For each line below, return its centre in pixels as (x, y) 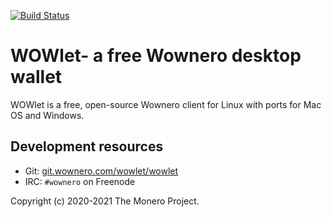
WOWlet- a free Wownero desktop (156, 56)
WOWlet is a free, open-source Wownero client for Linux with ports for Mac (166, 104)
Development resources (87, 146)
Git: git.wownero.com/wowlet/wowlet (101, 171)
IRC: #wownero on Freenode (80, 181)
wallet (36, 77)
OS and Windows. (47, 115)
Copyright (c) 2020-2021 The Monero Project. (105, 201)
